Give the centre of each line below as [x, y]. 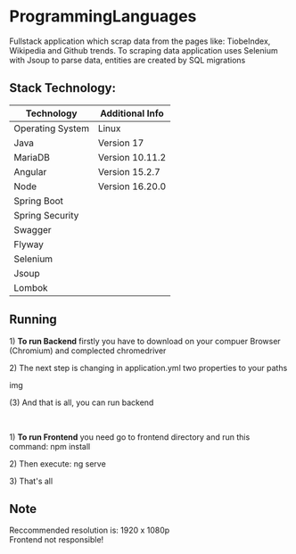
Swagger [33, 229]
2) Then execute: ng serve [58, 463]
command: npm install [50, 446]
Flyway [29, 244]
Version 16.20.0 [132, 186]
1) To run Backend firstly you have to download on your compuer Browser [145, 341]
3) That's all [31, 481]
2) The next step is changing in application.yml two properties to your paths [148, 368]
